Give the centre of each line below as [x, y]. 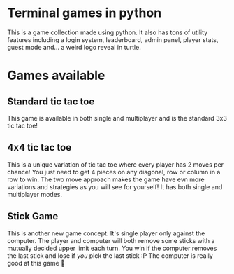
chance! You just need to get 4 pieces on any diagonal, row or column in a [114, 172]
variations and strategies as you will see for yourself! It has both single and [115, 186]
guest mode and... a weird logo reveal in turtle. [74, 47]
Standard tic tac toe [51, 101]
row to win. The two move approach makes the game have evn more [106, 179]
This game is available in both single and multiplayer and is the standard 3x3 [117, 118]
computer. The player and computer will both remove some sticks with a [111, 240]
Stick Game [33, 216]
